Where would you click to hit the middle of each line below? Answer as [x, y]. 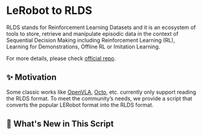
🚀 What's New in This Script [60, 124]
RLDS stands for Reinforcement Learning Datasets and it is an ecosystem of [101, 27]
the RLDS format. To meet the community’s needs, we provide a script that [99, 98]
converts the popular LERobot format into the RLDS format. [80, 105]
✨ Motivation [31, 77]
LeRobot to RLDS [49, 11]
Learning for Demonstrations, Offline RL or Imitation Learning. [83, 47]
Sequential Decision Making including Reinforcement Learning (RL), [91, 40]
